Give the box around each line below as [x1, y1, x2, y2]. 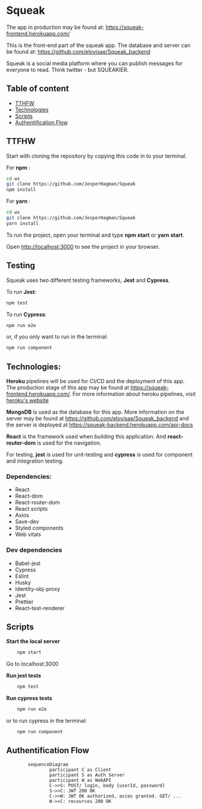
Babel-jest [14, 560, 41, 567]
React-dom [14, 492, 43, 500]
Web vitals [14, 531, 41, 538]
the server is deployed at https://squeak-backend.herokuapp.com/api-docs [6, 421, 194, 428]
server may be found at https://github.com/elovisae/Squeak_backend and [6, 415, 189, 422]
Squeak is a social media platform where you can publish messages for [6, 60, 183, 67]
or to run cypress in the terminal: [6, 717, 87, 725]
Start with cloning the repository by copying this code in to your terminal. [6, 152, 188, 160]
